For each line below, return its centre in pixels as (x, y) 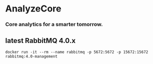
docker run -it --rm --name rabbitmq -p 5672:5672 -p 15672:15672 (77, 52)
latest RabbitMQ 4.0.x (41, 40)
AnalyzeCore (33, 9)
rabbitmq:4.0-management (31, 56)
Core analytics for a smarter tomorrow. (54, 24)
